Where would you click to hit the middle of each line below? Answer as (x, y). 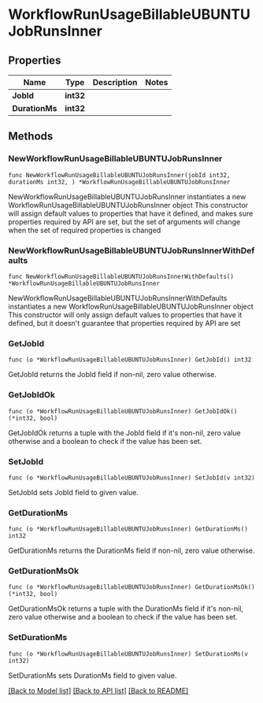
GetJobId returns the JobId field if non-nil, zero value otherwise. (113, 375)
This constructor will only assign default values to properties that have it (125, 314)
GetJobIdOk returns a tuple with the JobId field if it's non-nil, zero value (125, 433)
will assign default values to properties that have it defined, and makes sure (131, 213)
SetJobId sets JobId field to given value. (74, 492)
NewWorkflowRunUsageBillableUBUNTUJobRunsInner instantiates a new (127, 196)
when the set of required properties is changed (85, 230)
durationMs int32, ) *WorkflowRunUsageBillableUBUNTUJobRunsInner (119, 182)
